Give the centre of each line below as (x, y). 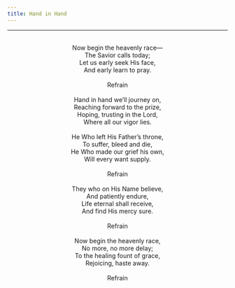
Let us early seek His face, (117, 62)
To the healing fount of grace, (117, 255)
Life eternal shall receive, (117, 203)
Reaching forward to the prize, (117, 107)
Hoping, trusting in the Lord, (117, 114)
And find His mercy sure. (117, 211)
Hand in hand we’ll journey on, (117, 99)
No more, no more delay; (117, 248)
